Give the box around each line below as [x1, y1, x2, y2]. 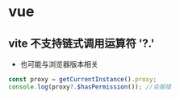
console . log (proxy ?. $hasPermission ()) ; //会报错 [8, 83, 172, 91]
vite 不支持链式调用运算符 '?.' [8, 36, 155, 50]
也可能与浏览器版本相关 [19, 60, 98, 68]
